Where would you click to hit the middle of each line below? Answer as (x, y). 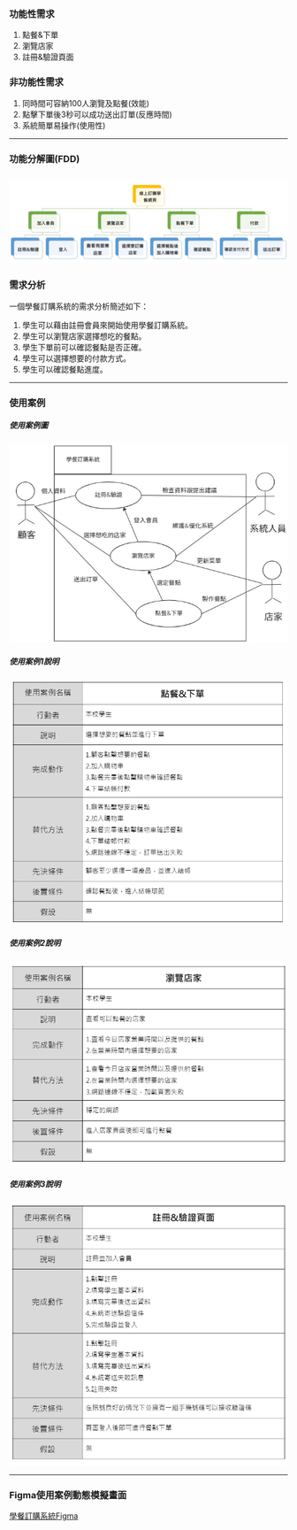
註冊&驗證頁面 (48, 57)
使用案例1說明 (34, 661)
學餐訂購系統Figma (44, 1516)
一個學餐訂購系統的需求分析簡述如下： (79, 306)
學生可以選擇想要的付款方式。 (76, 358)
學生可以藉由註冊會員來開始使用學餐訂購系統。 (107, 325)
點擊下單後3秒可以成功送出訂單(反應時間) (97, 114)
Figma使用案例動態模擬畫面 (68, 1495)
